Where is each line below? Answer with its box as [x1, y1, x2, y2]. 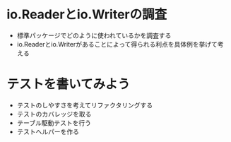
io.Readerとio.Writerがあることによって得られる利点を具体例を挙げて [16, 40, 218, 48]
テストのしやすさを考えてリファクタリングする [16, 100, 153, 110]
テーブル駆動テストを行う [16, 118, 91, 127]
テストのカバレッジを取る [16, 110, 92, 118]
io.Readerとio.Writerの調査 [6, 6, 167, 23]
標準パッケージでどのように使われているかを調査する [16, 31, 172, 40]
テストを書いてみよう [6, 76, 131, 93]
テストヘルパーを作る [16, 127, 79, 136]
